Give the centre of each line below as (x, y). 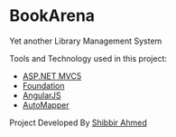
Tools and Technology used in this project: (88, 58)
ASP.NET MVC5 (52, 76)
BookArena (52, 16)
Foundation (43, 85)
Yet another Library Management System (86, 41)
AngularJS (42, 95)
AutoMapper (46, 104)
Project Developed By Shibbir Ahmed (78, 122)
